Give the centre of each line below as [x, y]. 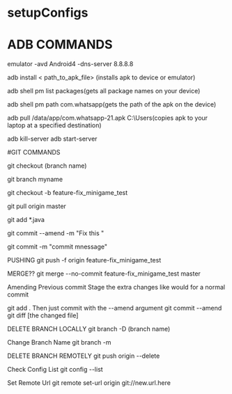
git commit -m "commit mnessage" [57, 247]
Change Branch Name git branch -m [59, 342]
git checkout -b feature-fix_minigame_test [68, 193]
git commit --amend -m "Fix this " [56, 233]
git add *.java [26, 220]
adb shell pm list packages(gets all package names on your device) [104, 91]
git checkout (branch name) [47, 166]
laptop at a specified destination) [55, 125]
